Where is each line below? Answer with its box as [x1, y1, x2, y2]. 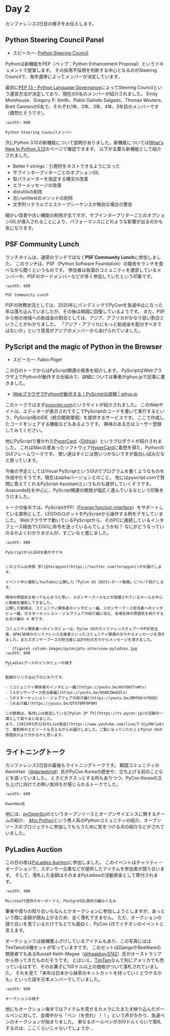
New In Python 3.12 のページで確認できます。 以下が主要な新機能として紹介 [5, 146, 161, 152]
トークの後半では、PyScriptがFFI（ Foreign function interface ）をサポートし [5, 504, 164, 510]
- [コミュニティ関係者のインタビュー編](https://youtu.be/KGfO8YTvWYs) [5, 685, 147, 690]
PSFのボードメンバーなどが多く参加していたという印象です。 [27, 273, 155, 279]
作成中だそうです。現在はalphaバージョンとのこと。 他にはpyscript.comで [5, 475, 161, 481]
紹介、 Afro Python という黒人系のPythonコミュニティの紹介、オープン [14, 817, 161, 823]
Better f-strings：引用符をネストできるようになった [12, 163, 120, 169]
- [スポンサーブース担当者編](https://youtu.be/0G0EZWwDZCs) [5, 690, 128, 695]
